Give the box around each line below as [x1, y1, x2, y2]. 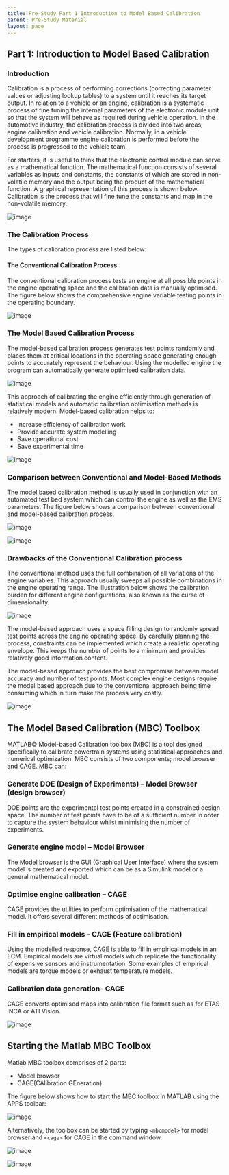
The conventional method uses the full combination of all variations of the [7, 569, 215, 578]
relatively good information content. [7, 654, 108, 662]
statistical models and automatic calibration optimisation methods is [7, 399, 198, 408]
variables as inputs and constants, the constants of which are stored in [7, 171, 206, 179]
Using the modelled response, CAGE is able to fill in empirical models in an [7, 945, 217, 953]
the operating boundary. [7, 298, 75, 306]
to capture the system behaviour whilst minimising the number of [7, 818, 190, 826]
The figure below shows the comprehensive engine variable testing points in [7, 290, 222, 299]
